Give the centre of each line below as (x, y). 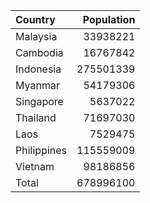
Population (109, 19)
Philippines (41, 150)
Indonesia (38, 69)
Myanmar (37, 85)
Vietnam (35, 166)
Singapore (39, 101)
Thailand (36, 117)
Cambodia (39, 52)
